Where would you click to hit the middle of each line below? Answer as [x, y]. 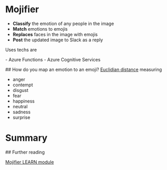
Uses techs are [21, 50]
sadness [21, 112]
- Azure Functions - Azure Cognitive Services [53, 59]
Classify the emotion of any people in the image [63, 23]
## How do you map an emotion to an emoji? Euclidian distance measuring [83, 69]
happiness [23, 101]
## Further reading [25, 152]
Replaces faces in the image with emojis [55, 34]
